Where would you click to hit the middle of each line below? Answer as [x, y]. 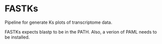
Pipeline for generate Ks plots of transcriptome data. [59, 22]
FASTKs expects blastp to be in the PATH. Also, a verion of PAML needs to [81, 32]
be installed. [17, 37]
